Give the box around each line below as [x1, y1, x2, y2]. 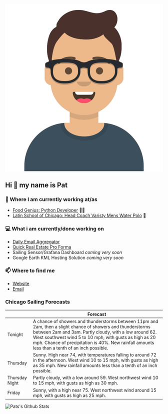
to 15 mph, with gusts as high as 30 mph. [33, 380, 118, 386]
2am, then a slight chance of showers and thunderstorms [33, 323, 151, 329]
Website [12, 280, 30, 286]
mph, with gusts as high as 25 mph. [33, 392, 106, 398]
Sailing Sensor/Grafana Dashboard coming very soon [12, 249, 122, 255]
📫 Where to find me [5, 267, 55, 274]
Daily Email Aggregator [12, 238, 60, 244]
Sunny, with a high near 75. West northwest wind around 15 [33, 387, 156, 393]
